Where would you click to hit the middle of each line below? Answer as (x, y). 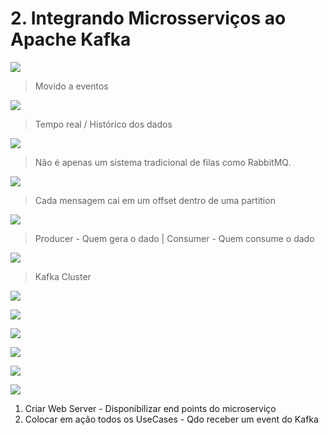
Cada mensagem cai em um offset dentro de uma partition (155, 200)
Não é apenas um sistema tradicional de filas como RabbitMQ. (163, 162)
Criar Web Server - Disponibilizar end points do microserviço (150, 408)
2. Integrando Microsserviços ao (148, 18)
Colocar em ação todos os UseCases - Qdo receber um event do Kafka (171, 419)
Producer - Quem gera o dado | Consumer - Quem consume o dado (174, 238)
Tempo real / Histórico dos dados (103, 124)
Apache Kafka (71, 39)
